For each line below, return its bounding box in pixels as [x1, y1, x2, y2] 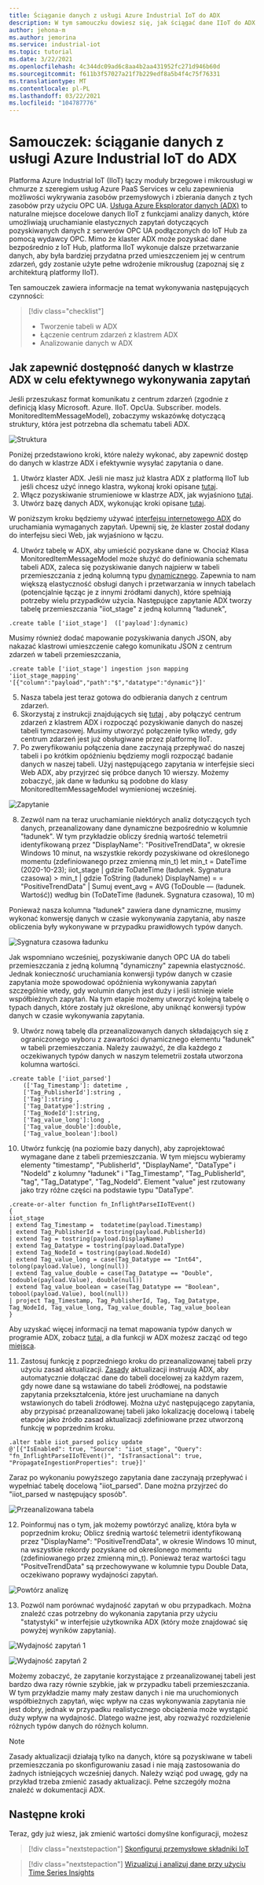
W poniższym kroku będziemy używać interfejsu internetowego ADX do [9, 513, 242, 523]
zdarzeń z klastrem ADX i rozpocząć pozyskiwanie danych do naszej [20, 717, 243, 727]
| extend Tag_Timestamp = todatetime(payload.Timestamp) [9, 1221, 203, 1229]
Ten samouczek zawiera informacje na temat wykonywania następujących [9, 283, 250, 292]
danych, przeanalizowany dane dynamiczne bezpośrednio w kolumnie [20, 823, 248, 832]
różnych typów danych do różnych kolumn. [9, 1721, 148, 1730]
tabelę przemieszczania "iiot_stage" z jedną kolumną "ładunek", [20, 604, 227, 613]
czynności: [9, 292, 45, 301]
